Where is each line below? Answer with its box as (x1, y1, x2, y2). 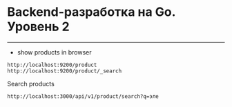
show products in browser (17, 48, 92, 56)
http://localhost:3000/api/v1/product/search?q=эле (7, 93, 159, 100)
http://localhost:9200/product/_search (7, 67, 122, 75)
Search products (7, 79, 55, 88)
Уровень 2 (7, 19, 70, 35)
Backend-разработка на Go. (7, 4, 176, 20)
